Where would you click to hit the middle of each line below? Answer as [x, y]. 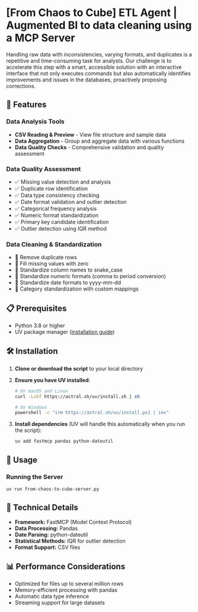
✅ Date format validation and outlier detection [71, 201]
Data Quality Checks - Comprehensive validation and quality [89, 147]
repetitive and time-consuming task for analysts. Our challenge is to [89, 61]
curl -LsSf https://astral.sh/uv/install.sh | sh [77, 396]
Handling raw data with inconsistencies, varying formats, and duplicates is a [99, 54]
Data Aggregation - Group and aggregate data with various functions [100, 141]
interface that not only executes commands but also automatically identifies [99, 73]
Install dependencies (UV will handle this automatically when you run [100, 424]
